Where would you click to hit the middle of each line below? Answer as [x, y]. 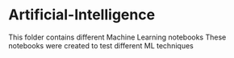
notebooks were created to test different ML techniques [101, 45]
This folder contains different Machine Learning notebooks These [117, 37]
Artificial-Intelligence [82, 15]
